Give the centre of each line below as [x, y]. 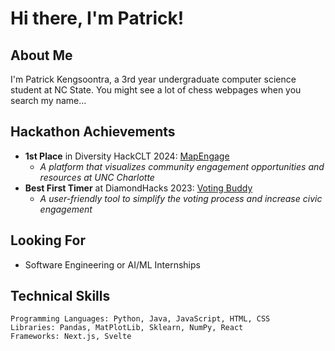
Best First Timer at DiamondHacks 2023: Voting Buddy [138, 188]
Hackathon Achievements [93, 132]
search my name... [48, 100]
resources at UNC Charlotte [97, 177]
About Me [41, 55]
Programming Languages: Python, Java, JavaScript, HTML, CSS [140, 319]
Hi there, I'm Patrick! [97, 18]
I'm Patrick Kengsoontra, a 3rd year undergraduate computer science [153, 79]
